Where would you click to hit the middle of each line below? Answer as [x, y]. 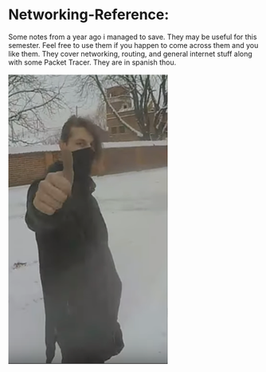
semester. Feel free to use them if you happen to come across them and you [133, 45]
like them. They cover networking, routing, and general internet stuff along [130, 53]
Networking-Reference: [89, 15]
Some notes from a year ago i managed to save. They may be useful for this [133, 37]
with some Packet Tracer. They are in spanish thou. [92, 62]
